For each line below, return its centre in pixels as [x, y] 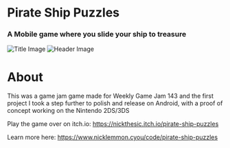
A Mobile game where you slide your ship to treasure [97, 34]
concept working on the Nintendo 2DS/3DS [68, 111]
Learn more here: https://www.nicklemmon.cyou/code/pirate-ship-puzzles [113, 137]
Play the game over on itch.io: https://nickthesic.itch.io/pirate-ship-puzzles [113, 124]
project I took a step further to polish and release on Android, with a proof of [115, 103]
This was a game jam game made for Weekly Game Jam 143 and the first [111, 96]
